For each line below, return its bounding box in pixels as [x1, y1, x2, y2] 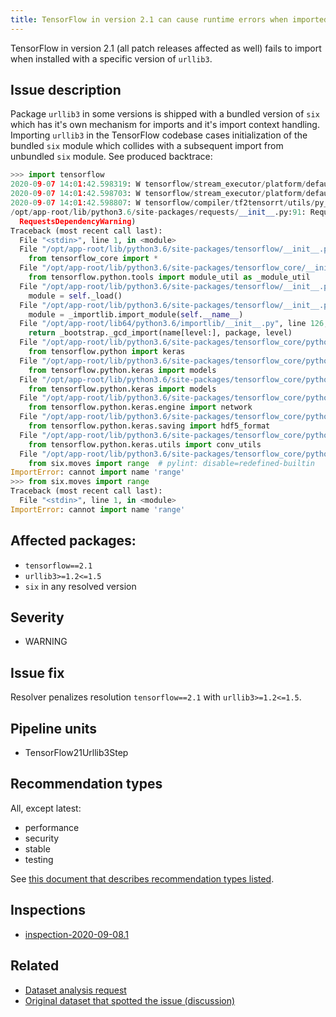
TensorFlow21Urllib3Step [24, 747, 129, 759]
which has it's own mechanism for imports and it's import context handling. [10, 119, 320, 131]
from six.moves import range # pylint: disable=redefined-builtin [28, 458, 315, 468]
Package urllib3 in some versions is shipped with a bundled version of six [10, 108, 320, 120]
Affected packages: [10, 532, 137, 550]
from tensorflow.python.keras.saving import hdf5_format [28, 421, 271, 431]
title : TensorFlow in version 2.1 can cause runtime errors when [10, 14, 288, 25]
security [24, 832, 60, 844]
